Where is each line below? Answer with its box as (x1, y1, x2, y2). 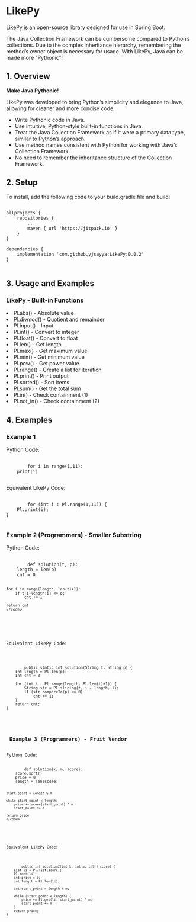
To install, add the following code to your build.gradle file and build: (6, 193, 171, 200)
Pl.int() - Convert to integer (14, 329, 79, 336)
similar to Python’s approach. (14, 135, 86, 142)
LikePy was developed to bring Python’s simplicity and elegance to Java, (6, 98, 184, 105)
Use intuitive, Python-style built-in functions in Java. (14, 123, 143, 130)
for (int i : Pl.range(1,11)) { (27, 502, 108, 507)
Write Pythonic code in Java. (14, 116, 85, 123)
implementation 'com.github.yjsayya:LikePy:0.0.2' (17, 251, 144, 257)
